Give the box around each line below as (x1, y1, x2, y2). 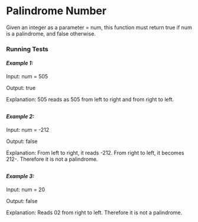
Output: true (6, 84, 36, 91)
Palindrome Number (6, 4, 107, 18)
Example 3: (6, 173, 34, 180)
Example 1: (6, 59, 34, 66)
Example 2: (6, 113, 34, 120)
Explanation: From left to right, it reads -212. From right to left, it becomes (6, 150, 184, 157)
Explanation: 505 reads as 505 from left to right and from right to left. (6, 96, 174, 103)
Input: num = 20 (6, 186, 46, 194)
